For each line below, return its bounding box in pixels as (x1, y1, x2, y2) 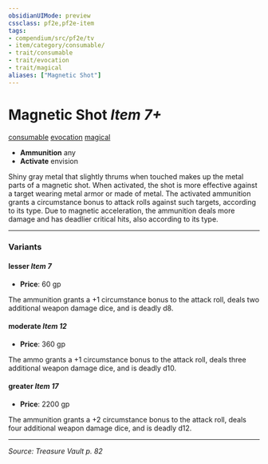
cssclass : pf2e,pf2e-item (8, 19, 94, 27)
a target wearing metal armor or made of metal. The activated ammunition (8, 189, 251, 198)
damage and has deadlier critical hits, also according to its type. (8, 214, 219, 224)
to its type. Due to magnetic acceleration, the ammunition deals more (8, 206, 235, 215)
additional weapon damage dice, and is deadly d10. (8, 363, 177, 373)
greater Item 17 (8, 382, 59, 391)
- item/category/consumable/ (8, 42, 105, 50)
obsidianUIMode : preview (8, 11, 91, 20)
